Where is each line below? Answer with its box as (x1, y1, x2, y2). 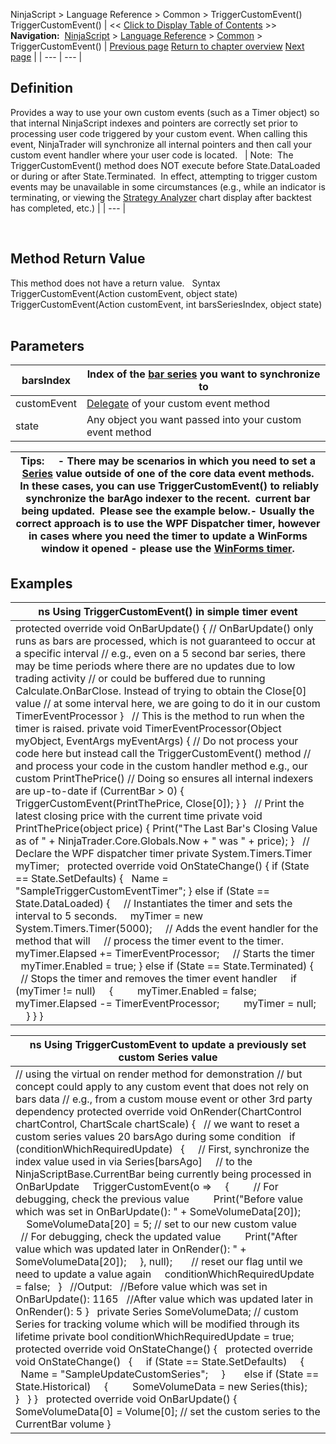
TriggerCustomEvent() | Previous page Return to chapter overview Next (10, 40, 305, 52)
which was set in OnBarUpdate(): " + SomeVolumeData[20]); (15, 1205, 302, 1219)
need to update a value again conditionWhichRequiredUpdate (15, 1267, 315, 1281)
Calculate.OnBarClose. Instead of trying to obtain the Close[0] (15, 684, 307, 698)
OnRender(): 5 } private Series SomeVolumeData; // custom (15, 1305, 299, 1319)
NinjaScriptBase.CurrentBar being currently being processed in (15, 1167, 312, 1181)
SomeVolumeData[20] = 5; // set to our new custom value (26, 1217, 298, 1231)
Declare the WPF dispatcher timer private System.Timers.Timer (15, 847, 313, 861)
